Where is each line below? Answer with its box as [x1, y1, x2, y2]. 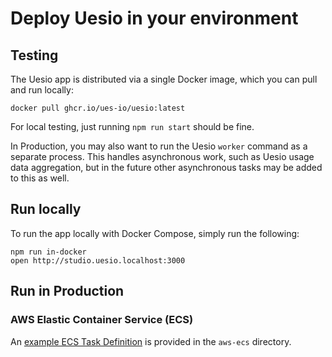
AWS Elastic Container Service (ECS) [10, 313, 194, 327]
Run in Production [10, 283, 125, 300]
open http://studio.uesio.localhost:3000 [10, 255, 186, 266]
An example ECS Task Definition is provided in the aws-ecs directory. [10, 335, 292, 347]
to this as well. [10, 172, 70, 184]
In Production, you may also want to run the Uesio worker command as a [10, 140, 308, 152]
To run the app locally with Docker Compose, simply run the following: [10, 227, 300, 239]
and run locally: [10, 84, 74, 96]
